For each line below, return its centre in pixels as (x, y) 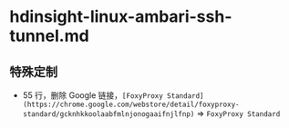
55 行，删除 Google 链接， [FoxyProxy (93, 95)
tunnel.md (49, 36)
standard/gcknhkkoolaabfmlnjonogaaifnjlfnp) (108, 114)
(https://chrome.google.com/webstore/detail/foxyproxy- (131, 104)
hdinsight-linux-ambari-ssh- (121, 17)
